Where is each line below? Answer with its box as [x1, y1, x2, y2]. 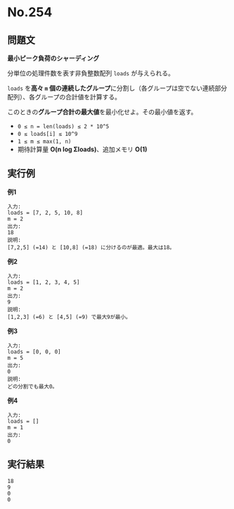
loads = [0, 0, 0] [7, 348, 61, 356]
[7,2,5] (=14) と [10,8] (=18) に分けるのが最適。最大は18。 [7, 244, 176, 251]
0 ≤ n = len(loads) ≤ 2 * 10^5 [17, 123, 110, 130]
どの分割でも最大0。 [7, 383, 58, 390]
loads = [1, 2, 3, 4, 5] [7, 279, 80, 286]
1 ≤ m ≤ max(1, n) [17, 138, 72, 145]
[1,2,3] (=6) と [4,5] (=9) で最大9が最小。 [7, 313, 131, 320]
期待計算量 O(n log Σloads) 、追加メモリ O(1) [17, 145, 148, 153]
